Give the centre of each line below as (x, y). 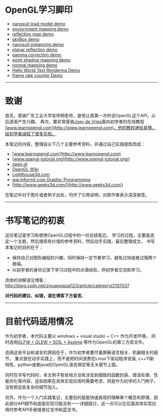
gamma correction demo (37, 54)
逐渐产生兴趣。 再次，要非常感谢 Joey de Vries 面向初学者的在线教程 (77, 122)
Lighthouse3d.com (31, 174)
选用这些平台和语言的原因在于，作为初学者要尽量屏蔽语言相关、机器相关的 (79, 352)
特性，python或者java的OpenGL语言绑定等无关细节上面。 (63, 365)
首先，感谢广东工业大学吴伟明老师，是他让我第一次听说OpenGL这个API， (78, 115)
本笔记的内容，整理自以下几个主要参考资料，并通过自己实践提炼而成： (75, 144)
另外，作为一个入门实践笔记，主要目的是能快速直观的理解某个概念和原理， (79, 397)
